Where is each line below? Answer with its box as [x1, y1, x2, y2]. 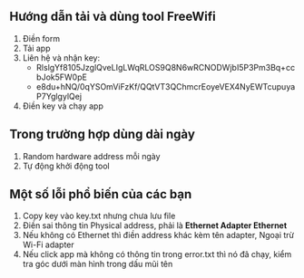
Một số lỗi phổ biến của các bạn [9, 187, 192, 202]
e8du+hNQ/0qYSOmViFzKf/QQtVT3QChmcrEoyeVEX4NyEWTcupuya [35, 81, 296, 91]
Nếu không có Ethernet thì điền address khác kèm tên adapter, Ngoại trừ [22, 230, 295, 241]
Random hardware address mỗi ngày [22, 150, 161, 161]
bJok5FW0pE [35, 72, 88, 82]
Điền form [22, 33, 61, 43]
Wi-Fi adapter [22, 239, 74, 250]
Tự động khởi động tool [22, 160, 111, 171]
